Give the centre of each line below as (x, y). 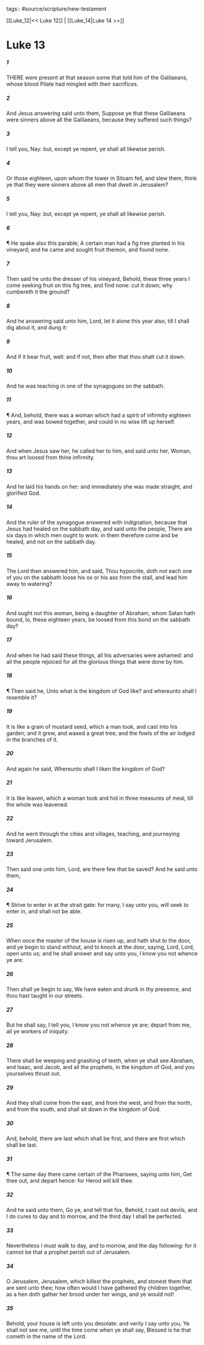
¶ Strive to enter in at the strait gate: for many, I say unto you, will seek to (98, 905)
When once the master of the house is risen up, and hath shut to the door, (99, 941)
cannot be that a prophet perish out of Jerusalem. (69, 1252)
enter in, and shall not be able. (44, 912)
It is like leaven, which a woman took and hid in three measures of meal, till (100, 798)
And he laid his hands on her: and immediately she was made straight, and (99, 486)
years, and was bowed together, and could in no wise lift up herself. (91, 421)
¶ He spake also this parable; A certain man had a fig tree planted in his (96, 243)
